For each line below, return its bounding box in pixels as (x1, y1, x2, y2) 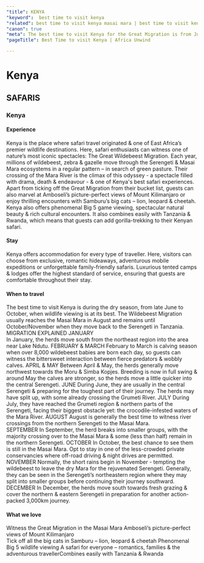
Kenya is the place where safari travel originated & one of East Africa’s (6, 139, 182, 146)
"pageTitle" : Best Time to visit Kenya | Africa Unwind (6, 37, 151, 43)
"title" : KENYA (6, 8, 45, 15)
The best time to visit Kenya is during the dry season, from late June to (6, 304, 184, 311)
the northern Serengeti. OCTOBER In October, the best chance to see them (6, 439, 194, 447)
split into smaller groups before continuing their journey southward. (6, 477, 175, 485)
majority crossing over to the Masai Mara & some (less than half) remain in (6, 433, 192, 440)
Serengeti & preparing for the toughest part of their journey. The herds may (6, 388, 194, 395)
